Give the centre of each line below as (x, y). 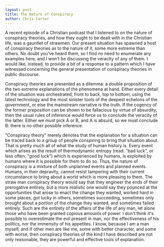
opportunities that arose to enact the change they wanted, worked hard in (79, 192)
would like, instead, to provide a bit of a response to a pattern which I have (80, 64)
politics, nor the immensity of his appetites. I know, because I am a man (77, 224)
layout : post (18, 10)
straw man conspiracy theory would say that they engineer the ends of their (82, 182)
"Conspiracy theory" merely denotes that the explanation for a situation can (81, 135)
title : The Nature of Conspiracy (39, 14)
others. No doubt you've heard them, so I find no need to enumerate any (78, 54)
